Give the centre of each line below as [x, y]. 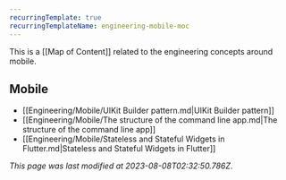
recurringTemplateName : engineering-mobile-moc [100, 26]
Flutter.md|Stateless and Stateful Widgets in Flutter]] [119, 149]
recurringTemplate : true [55, 17]
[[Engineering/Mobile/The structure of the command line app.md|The [150, 120]
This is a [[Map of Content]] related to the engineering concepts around [141, 51]
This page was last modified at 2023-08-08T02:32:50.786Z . [121, 166]
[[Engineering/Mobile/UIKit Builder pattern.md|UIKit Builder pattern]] [148, 111]
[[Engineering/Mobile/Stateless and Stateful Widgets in [123, 139]
